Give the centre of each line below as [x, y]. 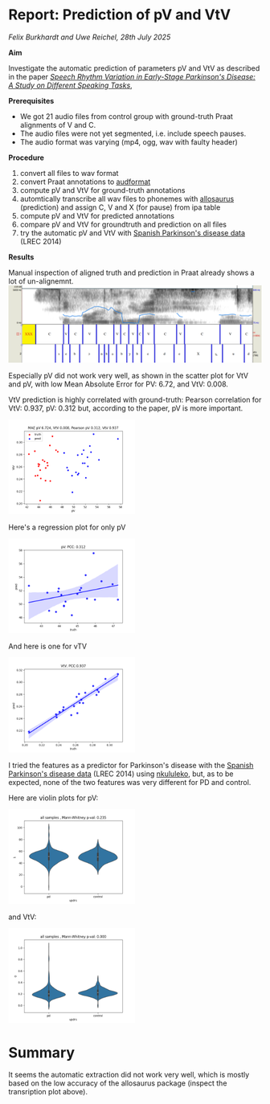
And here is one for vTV [47, 646]
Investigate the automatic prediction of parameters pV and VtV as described [134, 68]
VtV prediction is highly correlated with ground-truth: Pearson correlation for [135, 399]
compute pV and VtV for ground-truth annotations [102, 190]
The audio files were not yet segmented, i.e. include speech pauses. [133, 133]
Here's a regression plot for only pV [67, 527]
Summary [41, 1052]
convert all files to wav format [69, 173]
